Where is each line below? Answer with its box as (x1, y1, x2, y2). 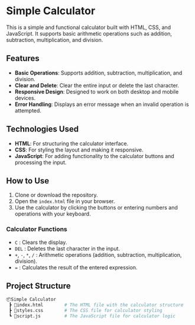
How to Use (6, 176, 50, 186)
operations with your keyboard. (14, 210, 91, 217)
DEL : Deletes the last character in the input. (14, 244, 120, 252)
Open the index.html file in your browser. (14, 198, 115, 205)
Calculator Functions (6, 225, 68, 233)
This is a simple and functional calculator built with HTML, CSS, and (6, 24, 171, 31)
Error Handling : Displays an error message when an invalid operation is (14, 101, 189, 108)
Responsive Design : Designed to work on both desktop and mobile (14, 88, 179, 95)
